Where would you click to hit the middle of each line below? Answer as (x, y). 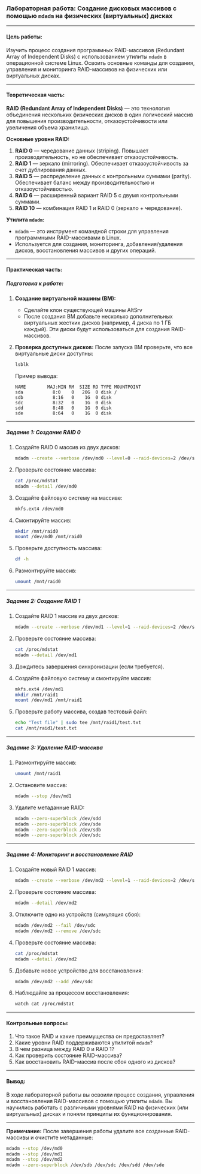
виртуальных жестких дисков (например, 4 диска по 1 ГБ (98, 323)
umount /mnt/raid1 (38, 774)
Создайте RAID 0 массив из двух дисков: (68, 448)
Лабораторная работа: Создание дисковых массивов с (92, 8)
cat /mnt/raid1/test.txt (46, 728)
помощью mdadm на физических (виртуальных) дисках (89, 16)
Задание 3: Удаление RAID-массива (55, 747)
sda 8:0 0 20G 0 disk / (66, 392)
